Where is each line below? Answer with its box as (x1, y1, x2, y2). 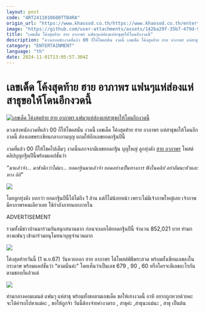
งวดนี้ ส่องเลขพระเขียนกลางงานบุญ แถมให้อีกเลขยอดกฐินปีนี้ (6, 133, 126, 140)
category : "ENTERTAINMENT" (6, 43, 75, 49)
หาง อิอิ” (6, 170, 24, 178)
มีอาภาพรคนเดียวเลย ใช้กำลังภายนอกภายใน (6, 201, 93, 208)
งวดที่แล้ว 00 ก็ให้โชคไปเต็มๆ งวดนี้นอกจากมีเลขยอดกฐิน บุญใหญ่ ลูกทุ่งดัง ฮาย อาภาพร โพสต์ (6, 145, 193, 152)
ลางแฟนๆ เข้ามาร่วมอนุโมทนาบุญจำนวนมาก (6, 232, 93, 239)
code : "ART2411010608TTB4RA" (6, 15, 80, 21)
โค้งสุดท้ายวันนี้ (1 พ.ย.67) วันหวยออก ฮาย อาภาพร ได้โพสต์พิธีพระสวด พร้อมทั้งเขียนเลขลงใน (6, 255, 195, 263)
